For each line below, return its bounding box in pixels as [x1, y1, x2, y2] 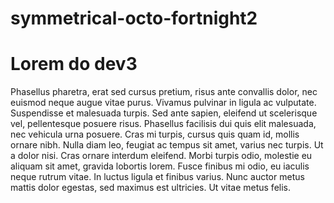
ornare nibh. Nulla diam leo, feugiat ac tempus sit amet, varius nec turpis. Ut [10, 139, 324, 151]
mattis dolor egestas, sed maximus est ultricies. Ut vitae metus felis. [10, 182, 292, 194]
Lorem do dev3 [10, 53, 138, 76]
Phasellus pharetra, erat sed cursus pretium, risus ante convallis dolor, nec [10, 86, 318, 98]
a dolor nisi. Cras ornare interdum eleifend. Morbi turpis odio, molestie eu [10, 150, 313, 162]
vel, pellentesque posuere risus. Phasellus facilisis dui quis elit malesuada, [10, 118, 317, 130]
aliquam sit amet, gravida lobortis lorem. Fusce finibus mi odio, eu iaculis [10, 160, 310, 172]
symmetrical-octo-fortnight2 [10, 7, 258, 30]
